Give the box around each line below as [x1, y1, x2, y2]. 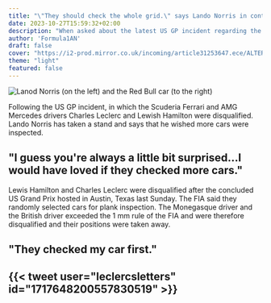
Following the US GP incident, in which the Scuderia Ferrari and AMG [8, 102, 238, 111]
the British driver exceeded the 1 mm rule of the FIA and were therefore [8, 210, 244, 220]
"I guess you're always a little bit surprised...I [8, 151, 242, 165]
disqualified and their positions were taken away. [8, 219, 171, 229]
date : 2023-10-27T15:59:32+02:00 [8, 19, 121, 27]
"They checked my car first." [8, 243, 157, 256]
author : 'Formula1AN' [8, 34, 81, 43]
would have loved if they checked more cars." [8, 164, 244, 177]
